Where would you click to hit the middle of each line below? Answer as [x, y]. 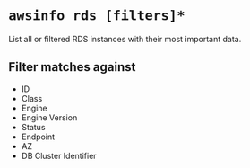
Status [33, 127]
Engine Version [49, 117]
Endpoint [38, 137]
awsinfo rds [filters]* [97, 16]
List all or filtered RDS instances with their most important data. [125, 39]
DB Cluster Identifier [59, 155]
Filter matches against [72, 67]
